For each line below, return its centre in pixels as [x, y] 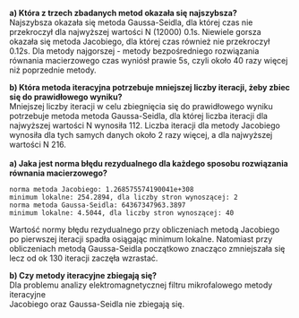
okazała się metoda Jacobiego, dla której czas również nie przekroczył [140, 41]
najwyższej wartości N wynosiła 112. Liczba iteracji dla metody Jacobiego [145, 125]
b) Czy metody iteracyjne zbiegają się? [83, 275]
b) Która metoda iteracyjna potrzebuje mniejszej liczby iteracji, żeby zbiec [150, 87]
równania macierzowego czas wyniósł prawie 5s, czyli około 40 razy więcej [149, 60]
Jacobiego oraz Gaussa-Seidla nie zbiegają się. [97, 304]
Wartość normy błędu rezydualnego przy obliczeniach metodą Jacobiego [145, 229]
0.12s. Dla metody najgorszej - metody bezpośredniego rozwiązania [134, 51]
